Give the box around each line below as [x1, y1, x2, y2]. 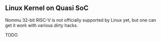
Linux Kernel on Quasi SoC [5, 4, 89, 12]
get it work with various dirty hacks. [5, 22, 78, 28]
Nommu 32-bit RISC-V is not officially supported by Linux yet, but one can [5, 17, 157, 23]
